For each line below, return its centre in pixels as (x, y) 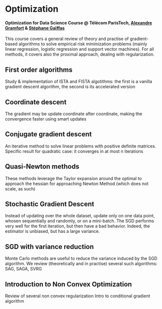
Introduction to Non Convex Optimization (69, 284)
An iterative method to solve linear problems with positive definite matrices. (81, 146)
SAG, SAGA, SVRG (24, 269)
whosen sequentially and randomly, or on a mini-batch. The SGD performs (80, 221)
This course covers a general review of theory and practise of (67, 39)
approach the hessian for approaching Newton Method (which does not (77, 184)
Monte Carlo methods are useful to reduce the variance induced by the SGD (81, 258)
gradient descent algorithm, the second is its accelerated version (70, 87)
